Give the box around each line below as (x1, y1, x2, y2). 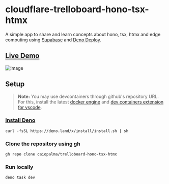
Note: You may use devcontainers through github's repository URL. (17, 93, 159, 99)
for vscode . (17, 104, 42, 110)
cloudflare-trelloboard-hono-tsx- (5, 4, 149, 15)
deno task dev (5, 175, 36, 180)
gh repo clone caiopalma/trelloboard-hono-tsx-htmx (5, 152, 117, 157)
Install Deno (5, 117, 36, 124)
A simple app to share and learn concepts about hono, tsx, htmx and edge (5, 31, 161, 37)
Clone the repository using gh (5, 140, 80, 147)
